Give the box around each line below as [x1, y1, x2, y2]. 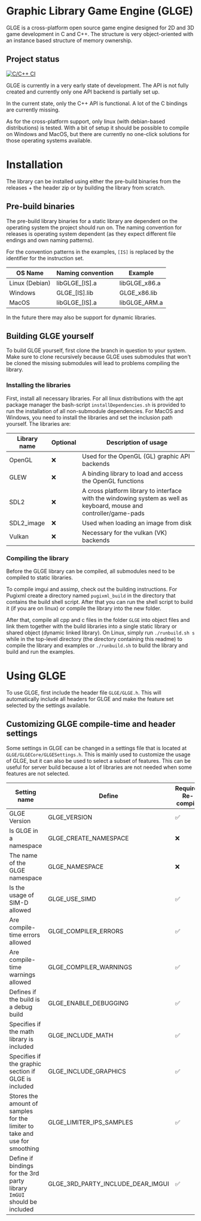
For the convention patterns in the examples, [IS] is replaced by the [6, 248, 174, 255]
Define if [9, 1154, 33, 1162]
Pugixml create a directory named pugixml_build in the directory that [6, 592, 176, 599]
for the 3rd [9, 1169, 39, 1177]
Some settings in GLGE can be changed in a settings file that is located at [6, 744, 187, 751]
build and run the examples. [6, 648, 75, 655]
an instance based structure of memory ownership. [6, 37, 133, 44]
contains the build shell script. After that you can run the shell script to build [6, 598, 193, 605]
